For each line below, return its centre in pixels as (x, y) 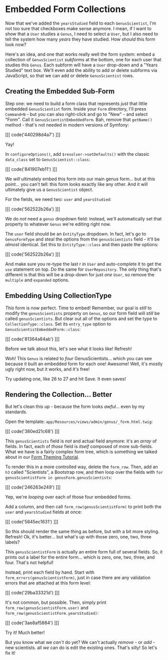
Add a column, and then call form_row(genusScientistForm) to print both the (83, 507)
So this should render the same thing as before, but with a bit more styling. (82, 531)
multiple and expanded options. (37, 280)
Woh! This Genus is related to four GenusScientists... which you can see (78, 358)
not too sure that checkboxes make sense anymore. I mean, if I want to (78, 28)
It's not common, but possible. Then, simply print (56, 602)
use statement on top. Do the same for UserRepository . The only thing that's (83, 269)
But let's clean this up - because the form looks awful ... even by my (75, 407)
